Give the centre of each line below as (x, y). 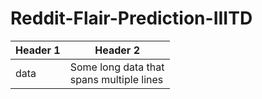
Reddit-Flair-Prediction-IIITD (131, 18)
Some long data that (117, 67)
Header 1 (38, 50)
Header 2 (117, 50)
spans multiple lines (116, 79)
